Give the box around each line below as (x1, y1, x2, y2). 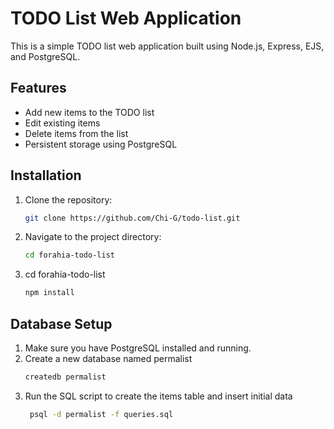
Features (10, 80, 67, 97)
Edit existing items (24, 117, 101, 129)
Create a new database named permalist (24, 353, 193, 364)
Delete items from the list (24, 127, 129, 139)
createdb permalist (24, 372, 107, 382)
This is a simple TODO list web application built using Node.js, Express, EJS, (10, 40, 325, 52)
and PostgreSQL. (10, 50, 81, 62)
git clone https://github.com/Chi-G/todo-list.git (24, 213, 241, 223)
